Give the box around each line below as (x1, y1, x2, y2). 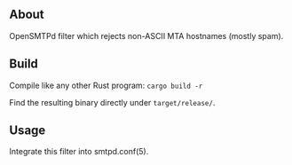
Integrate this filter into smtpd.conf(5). (9, 146, 149, 157)
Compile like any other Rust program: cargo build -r (9, 80, 203, 90)
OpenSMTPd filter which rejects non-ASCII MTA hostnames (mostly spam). (9, 30, 284, 41)
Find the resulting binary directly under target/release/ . (9, 97, 216, 107)
